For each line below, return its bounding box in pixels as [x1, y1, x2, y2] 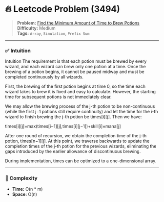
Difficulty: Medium [17, 25, 56, 31]
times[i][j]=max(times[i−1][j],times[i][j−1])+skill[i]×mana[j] [5, 124, 121, 129]
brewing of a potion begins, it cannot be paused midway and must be [5, 69, 145, 75]
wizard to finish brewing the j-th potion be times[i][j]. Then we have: [5, 114, 142, 120]
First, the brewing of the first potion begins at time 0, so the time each [5, 83, 145, 89]
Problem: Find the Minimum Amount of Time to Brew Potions [17, 20, 140, 25]
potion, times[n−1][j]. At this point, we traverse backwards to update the [5, 138, 150, 144]
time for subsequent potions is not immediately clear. [5, 94, 112, 100]
